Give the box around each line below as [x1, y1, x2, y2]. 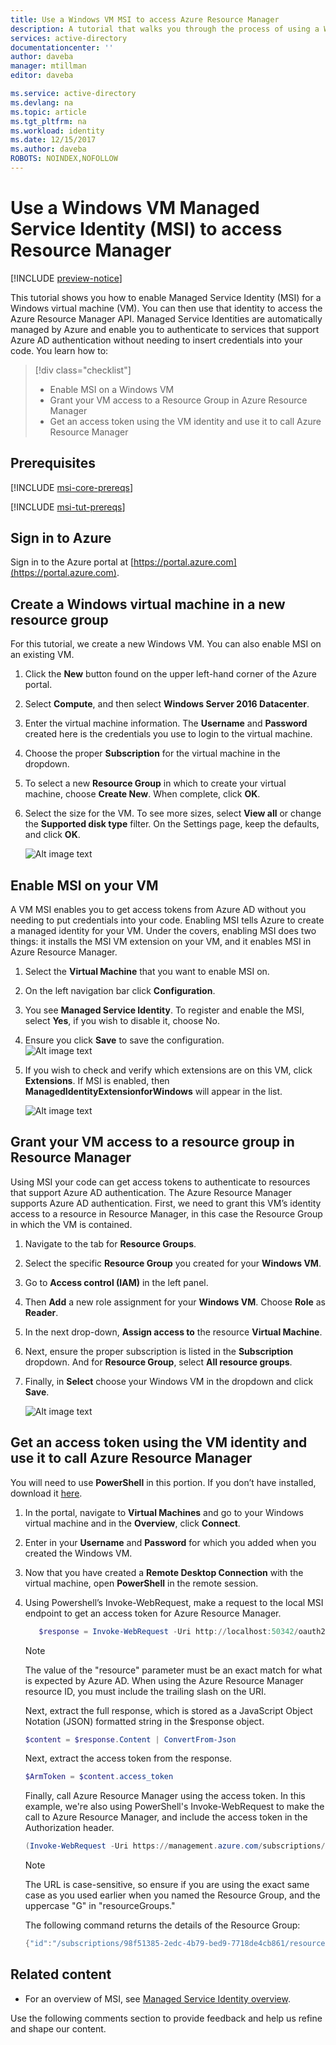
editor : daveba [10, 71, 74, 81]
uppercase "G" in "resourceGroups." [24, 1900, 176, 1912]
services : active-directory [10, 33, 128, 43]
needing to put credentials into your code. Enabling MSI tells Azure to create [10, 914, 325, 926]
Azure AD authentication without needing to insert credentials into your [10, 334, 303, 346]
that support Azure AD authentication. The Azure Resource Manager [10, 1186, 293, 1198]
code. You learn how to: [10, 344, 109, 356]
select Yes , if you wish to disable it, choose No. [24, 1015, 220, 1027]
